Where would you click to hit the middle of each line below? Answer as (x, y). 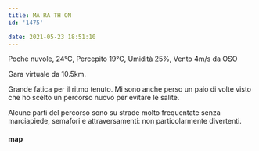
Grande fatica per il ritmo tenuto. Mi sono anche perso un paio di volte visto (130, 89)
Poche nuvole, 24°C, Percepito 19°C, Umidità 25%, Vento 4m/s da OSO (123, 59)
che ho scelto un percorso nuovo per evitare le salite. (94, 98)
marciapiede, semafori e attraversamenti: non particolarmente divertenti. (125, 121)
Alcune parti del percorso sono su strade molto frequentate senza (114, 113)
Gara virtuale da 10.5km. (47, 74)
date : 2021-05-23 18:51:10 (52, 37)
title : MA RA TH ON (40, 15)
